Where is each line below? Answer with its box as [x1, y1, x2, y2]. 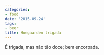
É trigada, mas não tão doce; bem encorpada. [5, 44, 99, 50]
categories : [5, 7, 30, 12]
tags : [5, 21, 16, 26]
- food [5, 12, 19, 17]
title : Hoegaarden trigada [5, 30, 61, 35]
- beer [5, 26, 19, 31]
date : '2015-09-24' [5, 16, 46, 21]
